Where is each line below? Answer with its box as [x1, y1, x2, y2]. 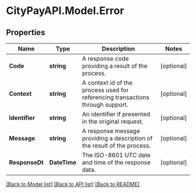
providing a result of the [82, 62, 148, 70]
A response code [82, 54, 129, 63]
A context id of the [82, 79, 133, 87]
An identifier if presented [82, 110, 150, 118]
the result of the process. [82, 142, 151, 150]
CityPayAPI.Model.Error [6, 4, 124, 18]
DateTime [49, 158, 77, 166]
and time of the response [82, 158, 151, 166]
